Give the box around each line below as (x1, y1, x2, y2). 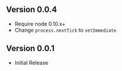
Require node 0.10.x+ (14, 20, 66, 27)
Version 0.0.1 (6, 43, 55, 53)
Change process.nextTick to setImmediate (14, 26, 117, 33)
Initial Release (14, 59, 49, 66)
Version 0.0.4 (6, 5, 57, 15)
